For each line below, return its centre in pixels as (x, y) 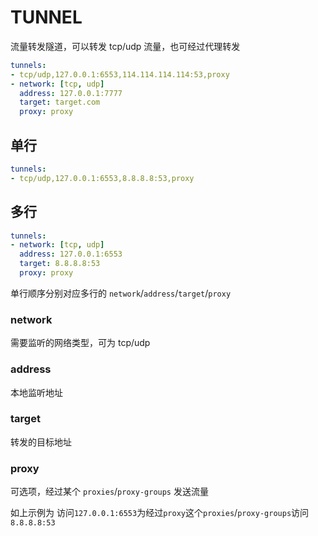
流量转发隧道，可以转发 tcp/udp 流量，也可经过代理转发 (125, 46)
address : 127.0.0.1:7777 (71, 93)
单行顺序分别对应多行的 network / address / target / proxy (121, 293)
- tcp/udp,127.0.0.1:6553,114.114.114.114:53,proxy (120, 74)
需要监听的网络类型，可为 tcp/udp (80, 343)
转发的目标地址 (41, 442)
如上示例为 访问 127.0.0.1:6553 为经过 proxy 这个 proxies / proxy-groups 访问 (160, 513)
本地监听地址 (36, 392)
